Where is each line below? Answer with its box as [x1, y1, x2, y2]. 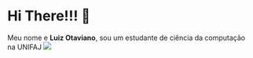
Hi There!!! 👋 [7, 7, 91, 25]
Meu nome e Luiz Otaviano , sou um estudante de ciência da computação [7, 33, 245, 42]
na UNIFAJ [7, 42, 42, 52]
